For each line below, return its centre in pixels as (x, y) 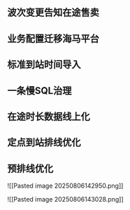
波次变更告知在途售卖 (53, 13)
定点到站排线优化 (44, 142)
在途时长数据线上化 (49, 117)
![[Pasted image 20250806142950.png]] (65, 186)
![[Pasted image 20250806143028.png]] (65, 199)
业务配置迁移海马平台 (53, 38)
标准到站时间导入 (44, 65)
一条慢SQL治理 (39, 91)
